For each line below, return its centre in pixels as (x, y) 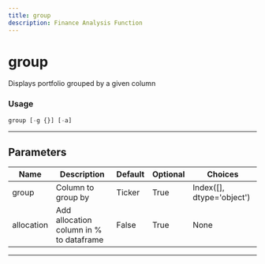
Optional (169, 174)
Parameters (37, 152)
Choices (223, 174)
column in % (79, 230)
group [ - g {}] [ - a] (40, 120)
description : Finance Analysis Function (76, 23)
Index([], (209, 188)
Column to (75, 188)
